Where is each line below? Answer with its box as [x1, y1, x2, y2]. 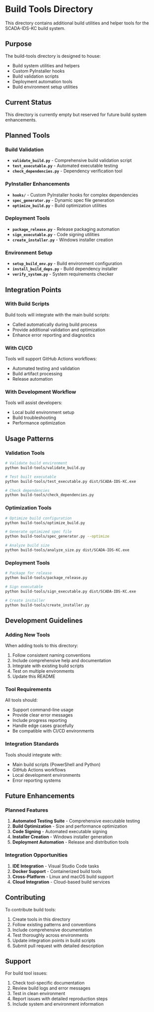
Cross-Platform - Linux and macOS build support [12, 873, 114, 879]
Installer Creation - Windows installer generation [12, 834, 113, 840]
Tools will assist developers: [5, 400, 63, 406]
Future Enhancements [5, 792, 75, 800]
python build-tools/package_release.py [5, 576, 88, 580]
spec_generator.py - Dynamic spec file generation [12, 197, 115, 203]
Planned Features [5, 807, 49, 814]
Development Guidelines [5, 616, 83, 625]
